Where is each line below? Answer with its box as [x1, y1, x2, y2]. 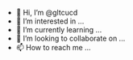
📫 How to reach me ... [15, 43, 91, 52]
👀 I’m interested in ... [15, 16, 85, 26]
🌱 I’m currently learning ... [15, 25, 102, 34]
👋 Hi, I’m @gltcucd [15, 8, 78, 17]
